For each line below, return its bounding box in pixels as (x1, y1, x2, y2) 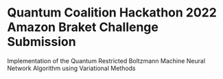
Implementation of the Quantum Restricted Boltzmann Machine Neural (7, 56, 206, 65)
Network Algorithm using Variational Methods (7, 64, 136, 72)
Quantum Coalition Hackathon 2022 (7, 5, 218, 21)
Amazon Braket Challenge (7, 19, 159, 35)
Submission (7, 34, 77, 49)
